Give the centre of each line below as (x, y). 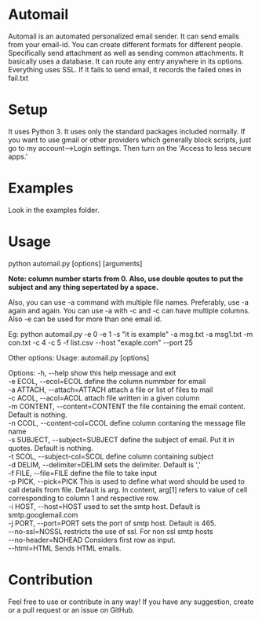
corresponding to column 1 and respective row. (84, 498)
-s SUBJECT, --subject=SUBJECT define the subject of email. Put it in (121, 439)
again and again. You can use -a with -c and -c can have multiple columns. (129, 310)
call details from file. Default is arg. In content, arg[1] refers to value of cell (128, 489)
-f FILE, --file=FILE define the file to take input (82, 473)
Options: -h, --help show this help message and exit (92, 373)
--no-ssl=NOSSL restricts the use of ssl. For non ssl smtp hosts (111, 531)
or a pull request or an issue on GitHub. (71, 609)
